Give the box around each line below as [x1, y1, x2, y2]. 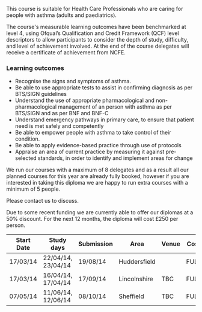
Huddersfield [118, 258, 156, 266]
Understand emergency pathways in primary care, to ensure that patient [14, 116, 194, 123]
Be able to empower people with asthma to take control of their [14, 129, 171, 136]
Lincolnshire [118, 275, 153, 283]
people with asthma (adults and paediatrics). [6, 11, 117, 19]
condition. [14, 135, 40, 142]
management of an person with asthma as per [58, 103, 173, 110]
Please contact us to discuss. [6, 197, 79, 205]
